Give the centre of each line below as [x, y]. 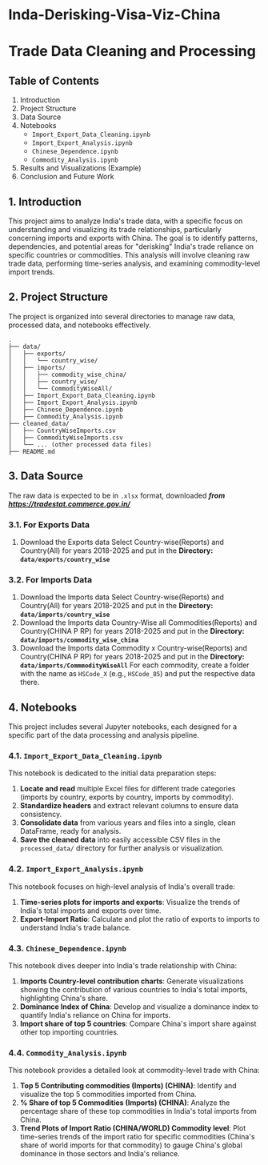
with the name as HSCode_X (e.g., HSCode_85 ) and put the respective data [138, 674]
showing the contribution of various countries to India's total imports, [134, 989]
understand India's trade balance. [76, 927]
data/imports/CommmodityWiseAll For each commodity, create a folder [134, 665]
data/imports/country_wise [65, 615]
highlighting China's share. [64, 998]
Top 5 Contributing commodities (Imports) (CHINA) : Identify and [128, 1086]
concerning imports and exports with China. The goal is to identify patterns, [133, 238]
